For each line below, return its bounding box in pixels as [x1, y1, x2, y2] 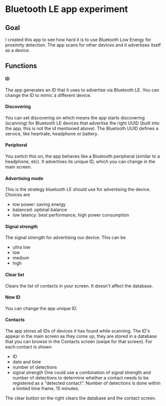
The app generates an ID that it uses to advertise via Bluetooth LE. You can [5, 86, 159, 93]
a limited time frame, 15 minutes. [12, 385, 79, 391]
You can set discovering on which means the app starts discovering [5, 114, 145, 120]
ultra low [12, 244, 31, 250]
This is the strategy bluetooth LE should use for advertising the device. [5, 186, 151, 192]
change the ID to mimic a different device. [5, 92, 91, 98]
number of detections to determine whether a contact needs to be [12, 375, 149, 381]
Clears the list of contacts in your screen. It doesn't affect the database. [5, 282, 153, 288]
